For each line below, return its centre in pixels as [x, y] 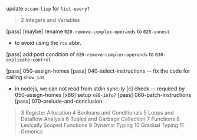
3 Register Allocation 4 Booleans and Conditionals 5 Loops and [97, 113]
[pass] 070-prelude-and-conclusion [58, 101]
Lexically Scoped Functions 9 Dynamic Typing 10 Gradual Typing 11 [102, 125]
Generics [32, 131]
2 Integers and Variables [50, 20]
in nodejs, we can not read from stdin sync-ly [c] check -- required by [100, 89]
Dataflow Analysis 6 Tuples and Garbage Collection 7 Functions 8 [100, 119]
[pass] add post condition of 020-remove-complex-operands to [80, 54]
